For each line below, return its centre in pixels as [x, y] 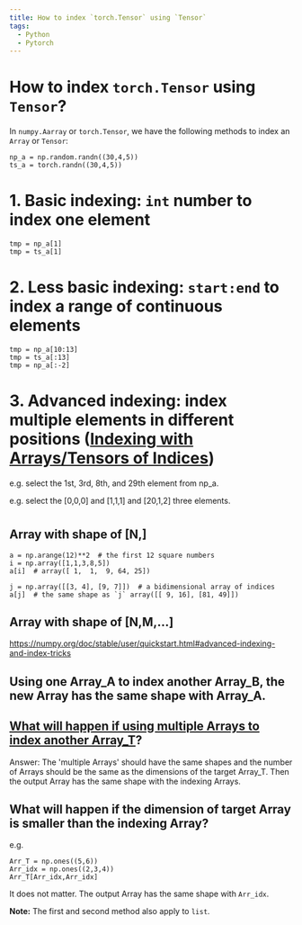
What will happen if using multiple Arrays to [135, 727]
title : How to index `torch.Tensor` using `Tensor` [108, 18]
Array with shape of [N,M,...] [91, 622]
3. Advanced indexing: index [118, 401]
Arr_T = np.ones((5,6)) [54, 862]
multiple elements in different [122, 420]
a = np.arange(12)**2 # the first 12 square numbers [112, 555]
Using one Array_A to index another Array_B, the [147, 682]
